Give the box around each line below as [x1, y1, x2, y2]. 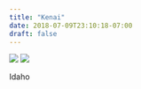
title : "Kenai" [9, 12, 66, 22]
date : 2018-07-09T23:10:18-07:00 [9, 21, 133, 30]
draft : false [9, 29, 58, 38]
